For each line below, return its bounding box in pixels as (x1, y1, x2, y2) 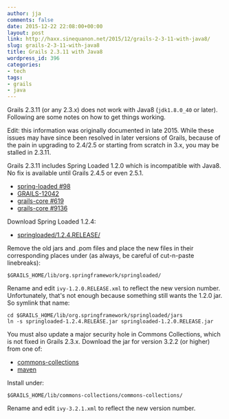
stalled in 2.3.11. (7, 149, 52, 157)
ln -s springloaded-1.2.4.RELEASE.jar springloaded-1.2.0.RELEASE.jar (7, 318, 214, 325)
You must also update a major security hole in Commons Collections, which (7, 330, 221, 339)
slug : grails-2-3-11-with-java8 (7, 42, 100, 49)
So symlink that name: (7, 299, 70, 307)
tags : (7, 74, 23, 81)
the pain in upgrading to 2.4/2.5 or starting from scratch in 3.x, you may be (7, 141, 219, 149)
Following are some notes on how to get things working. (7, 113, 166, 121)
